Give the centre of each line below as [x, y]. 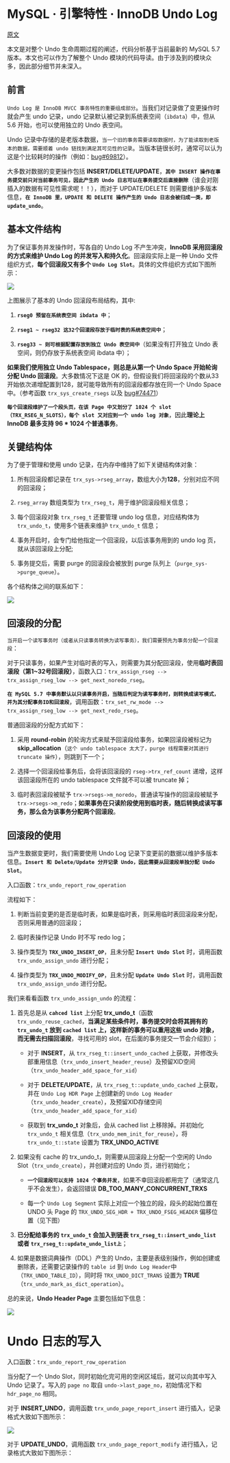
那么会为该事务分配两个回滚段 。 [74, 812]
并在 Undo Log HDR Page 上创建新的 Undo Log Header [100, 1093]
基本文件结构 [34, 230]
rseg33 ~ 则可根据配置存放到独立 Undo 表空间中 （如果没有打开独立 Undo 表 [118, 344]
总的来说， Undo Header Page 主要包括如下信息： [77, 1298]
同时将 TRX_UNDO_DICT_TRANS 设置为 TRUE [142, 1275]
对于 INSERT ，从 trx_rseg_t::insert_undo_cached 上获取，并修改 [119, 1053]
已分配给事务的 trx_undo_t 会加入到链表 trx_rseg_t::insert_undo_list [116, 1235]
